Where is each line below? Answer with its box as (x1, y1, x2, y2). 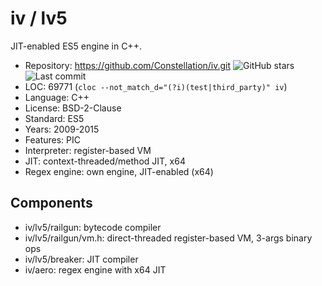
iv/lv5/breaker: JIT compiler (24, 253, 139, 265)
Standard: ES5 (24, 112, 85, 124)
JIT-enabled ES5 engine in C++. (10, 40, 142, 52)
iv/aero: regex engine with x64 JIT (24, 263, 167, 276)
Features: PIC (24, 133, 82, 146)
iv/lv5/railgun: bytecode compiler (24, 221, 162, 233)
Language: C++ (24, 91, 90, 103)
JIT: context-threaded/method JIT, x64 (24, 155, 186, 167)
